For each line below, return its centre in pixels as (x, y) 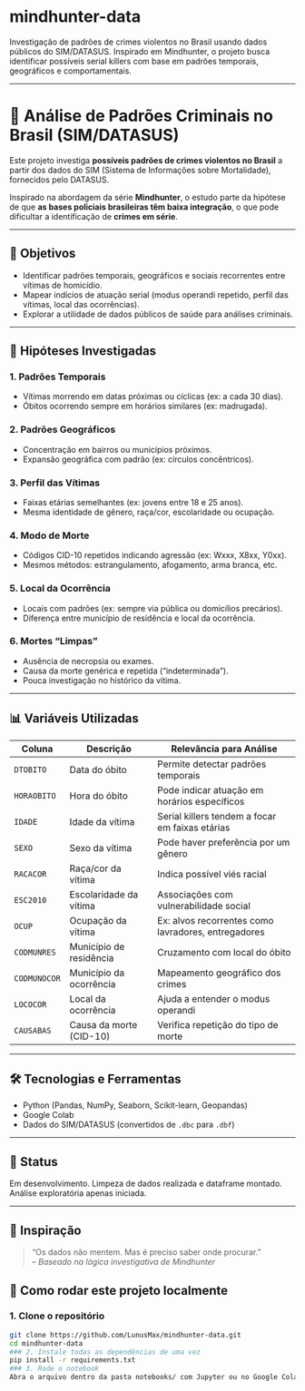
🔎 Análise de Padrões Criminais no (142, 116)
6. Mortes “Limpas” (54, 642)
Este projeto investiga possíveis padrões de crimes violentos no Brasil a (146, 160)
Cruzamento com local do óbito (224, 952)
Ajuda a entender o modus (214, 998)
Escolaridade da (104, 894)
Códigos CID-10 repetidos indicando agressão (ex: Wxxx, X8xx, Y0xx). (155, 555)
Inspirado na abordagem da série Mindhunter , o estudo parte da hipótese (148, 197)
